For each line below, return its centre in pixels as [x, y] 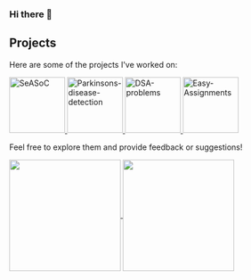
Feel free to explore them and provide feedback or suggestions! [126, 147]
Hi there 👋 [31, 14]
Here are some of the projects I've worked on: [93, 64]
